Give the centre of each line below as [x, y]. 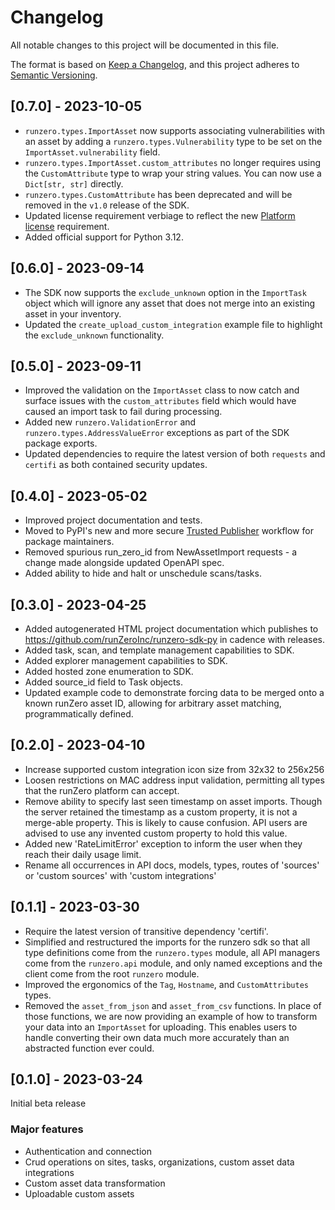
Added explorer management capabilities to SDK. [126, 660]
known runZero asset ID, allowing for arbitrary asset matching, [153, 703]
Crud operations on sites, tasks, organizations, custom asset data [159, 1162]
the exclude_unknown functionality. [94, 335]
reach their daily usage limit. [83, 854]
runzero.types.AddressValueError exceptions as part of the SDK [157, 433]
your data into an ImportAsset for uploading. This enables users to [161, 1027]
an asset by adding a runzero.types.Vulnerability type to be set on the [173, 141]
